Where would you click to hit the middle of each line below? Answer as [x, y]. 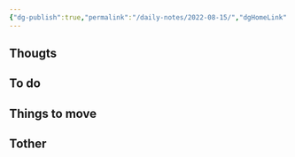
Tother [28, 144]
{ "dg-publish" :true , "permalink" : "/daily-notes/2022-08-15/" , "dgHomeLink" [148, 17]
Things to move [53, 113]
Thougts [33, 54]
